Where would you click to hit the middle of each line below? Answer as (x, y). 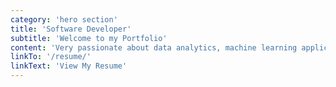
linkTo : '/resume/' (51, 57)
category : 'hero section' (64, 19)
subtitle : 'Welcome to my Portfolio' (89, 38)
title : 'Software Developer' (71, 29)
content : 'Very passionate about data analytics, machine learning (154, 47)
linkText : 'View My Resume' (69, 66)
